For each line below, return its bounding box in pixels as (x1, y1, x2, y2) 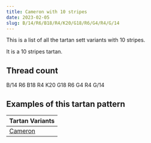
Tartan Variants (9, 117, 55, 125)
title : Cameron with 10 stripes (6, 8, 87, 15)
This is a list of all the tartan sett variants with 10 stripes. (6, 37, 146, 44)
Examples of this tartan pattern (6, 99, 125, 109)
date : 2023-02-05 (6, 14, 50, 20)
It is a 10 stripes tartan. (6, 48, 63, 55)
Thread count (6, 65, 58, 76)
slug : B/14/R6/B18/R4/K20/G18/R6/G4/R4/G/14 (6, 20, 120, 26)
